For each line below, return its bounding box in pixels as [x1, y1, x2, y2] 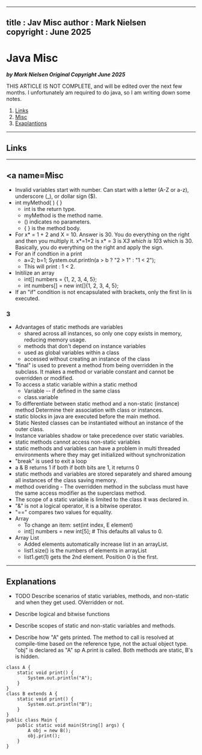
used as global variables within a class [23, 349, 120, 356]
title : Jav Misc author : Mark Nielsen [6, 17, 146, 28]
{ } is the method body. [23, 224, 81, 231]
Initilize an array [14, 269, 55, 277]
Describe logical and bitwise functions [14, 611, 110, 618]
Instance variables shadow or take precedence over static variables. [14, 432, 185, 439]
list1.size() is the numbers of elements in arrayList [23, 547, 147, 554]
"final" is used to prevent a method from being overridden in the [14, 362, 174, 369]
